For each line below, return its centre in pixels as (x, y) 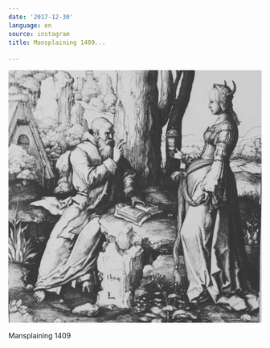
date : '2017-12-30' (41, 17)
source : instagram (39, 34)
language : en (30, 25)
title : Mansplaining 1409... (57, 42)
